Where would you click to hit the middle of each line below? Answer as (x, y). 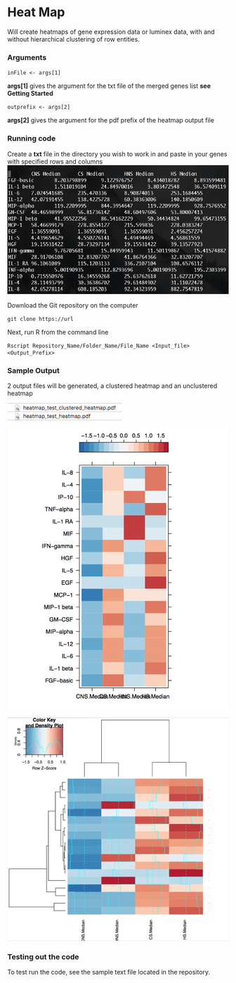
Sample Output (33, 370)
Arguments (27, 57)
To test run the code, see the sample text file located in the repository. (109, 972)
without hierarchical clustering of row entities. (74, 39)
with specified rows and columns (55, 161)
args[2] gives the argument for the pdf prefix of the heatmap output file (111, 120)
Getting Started (31, 94)
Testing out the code (43, 956)
